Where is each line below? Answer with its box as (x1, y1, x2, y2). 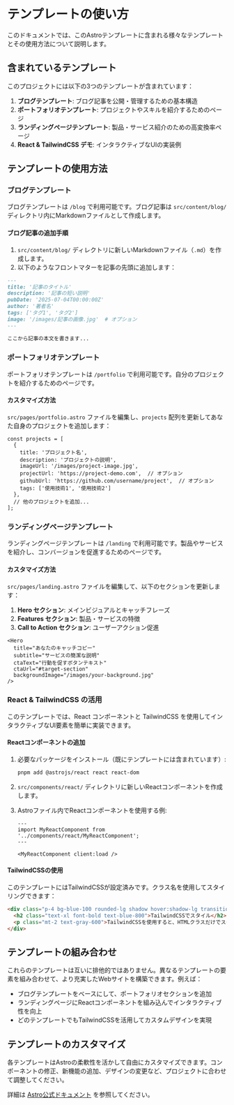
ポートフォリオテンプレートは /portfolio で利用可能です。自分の (7, 369, 194, 378)
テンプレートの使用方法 (7, 163, 108, 175)
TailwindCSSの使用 (7, 866, 63, 875)
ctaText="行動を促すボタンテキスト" (13, 659, 107, 666)
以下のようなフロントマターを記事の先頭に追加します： (17, 263, 176, 271)
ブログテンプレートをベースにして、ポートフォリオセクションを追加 (17, 990, 212, 998)
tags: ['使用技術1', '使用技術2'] (19, 485, 111, 492)
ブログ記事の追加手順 (7, 228, 68, 237)
